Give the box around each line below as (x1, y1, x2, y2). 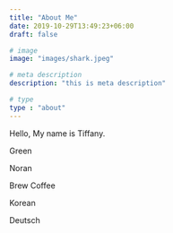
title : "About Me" (9, 13, 78, 22)
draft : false (9, 30, 58, 39)
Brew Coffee (9, 180, 56, 191)
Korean (9, 197, 36, 208)
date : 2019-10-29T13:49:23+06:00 (9, 22, 134, 30)
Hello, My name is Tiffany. (9, 127, 106, 139)
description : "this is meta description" (9, 79, 167, 88)
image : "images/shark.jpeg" (9, 55, 115, 64)
